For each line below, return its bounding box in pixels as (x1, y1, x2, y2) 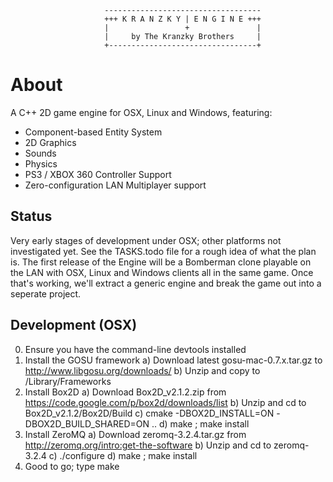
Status (10, 208, 53, 225)
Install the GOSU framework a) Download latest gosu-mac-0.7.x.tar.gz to (24, 354, 323, 366)
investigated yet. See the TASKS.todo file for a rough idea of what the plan (10, 245, 317, 257)
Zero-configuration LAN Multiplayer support (24, 179, 207, 191)
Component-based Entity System (24, 126, 163, 138)
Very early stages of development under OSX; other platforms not (10, 234, 282, 246)
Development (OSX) (10, 317, 138, 334)
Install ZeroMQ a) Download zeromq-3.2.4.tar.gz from (24, 428, 247, 440)
